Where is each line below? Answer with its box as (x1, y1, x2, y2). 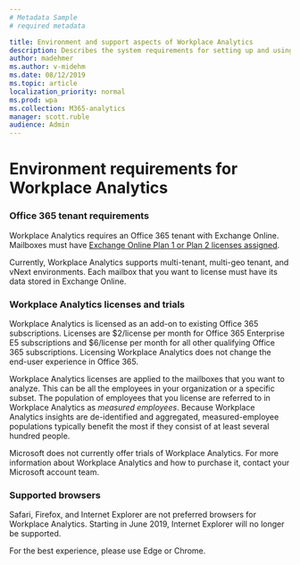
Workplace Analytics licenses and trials (9, 298, 186, 311)
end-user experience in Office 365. (9, 356, 138, 367)
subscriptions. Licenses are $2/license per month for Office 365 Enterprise (9, 328, 286, 338)
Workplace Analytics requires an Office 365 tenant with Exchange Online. (9, 229, 279, 241)
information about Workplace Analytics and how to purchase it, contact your (9, 457, 290, 468)
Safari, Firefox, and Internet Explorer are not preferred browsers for (9, 510, 257, 520)
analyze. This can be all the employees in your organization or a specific (9, 383, 275, 394)
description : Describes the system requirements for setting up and (9, 46, 270, 54)
